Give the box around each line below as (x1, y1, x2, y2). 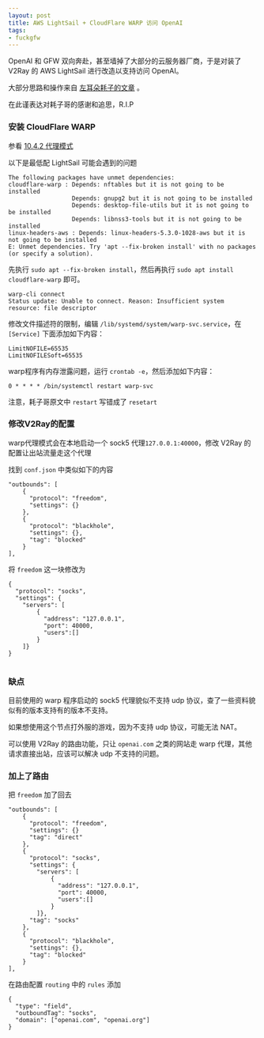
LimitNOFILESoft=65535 (8, 351, 83, 360)
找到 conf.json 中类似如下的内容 (8, 464, 114, 474)
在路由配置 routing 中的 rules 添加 (8, 979, 121, 989)
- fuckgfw (8, 33, 41, 42)
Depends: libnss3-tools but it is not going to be (71, 215, 243, 223)
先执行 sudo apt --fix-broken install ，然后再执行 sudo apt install (8, 264, 235, 274)
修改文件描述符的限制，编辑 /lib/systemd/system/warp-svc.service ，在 (8, 319, 242, 328)
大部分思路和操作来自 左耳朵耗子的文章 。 (8, 83, 144, 92)
